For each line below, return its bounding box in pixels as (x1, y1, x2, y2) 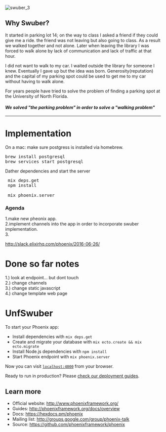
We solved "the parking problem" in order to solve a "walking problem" (5, 104, 155, 111)
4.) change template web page (5, 291, 68, 297)
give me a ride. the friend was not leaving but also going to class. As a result (5, 37, 161, 43)
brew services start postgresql (5, 159, 83, 164)
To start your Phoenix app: (5, 324, 59, 330)
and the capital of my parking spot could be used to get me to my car (5, 73, 146, 79)
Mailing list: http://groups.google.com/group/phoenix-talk (12, 416, 130, 422)
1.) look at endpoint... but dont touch (5, 275, 79, 281)
